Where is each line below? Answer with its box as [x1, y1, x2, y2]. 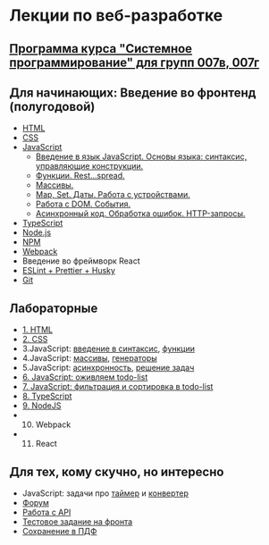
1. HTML [21, 324, 54, 335]
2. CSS [21, 334, 48, 345]
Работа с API [21, 507, 71, 518]
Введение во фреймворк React [21, 256, 140, 266]
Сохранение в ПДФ [21, 526, 97, 537]
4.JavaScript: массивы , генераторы [21, 353, 158, 364]
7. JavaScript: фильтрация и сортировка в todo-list [21, 381, 214, 392]
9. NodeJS [21, 400, 62, 411]
